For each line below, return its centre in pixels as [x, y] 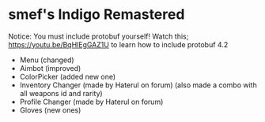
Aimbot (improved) [50, 68]
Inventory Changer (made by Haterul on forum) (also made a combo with [138, 85]
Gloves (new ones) [50, 110]
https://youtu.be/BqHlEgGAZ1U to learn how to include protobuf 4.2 [118, 44]
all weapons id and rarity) [61, 93]
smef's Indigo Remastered [97, 15]
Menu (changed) [47, 60]
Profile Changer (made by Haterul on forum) [91, 102]
